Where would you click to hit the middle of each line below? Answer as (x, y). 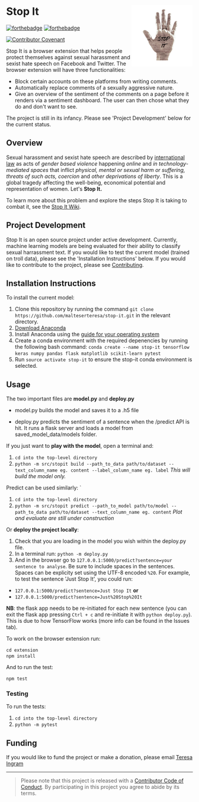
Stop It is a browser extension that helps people (64, 51)
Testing (17, 694)
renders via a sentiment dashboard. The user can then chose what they (102, 100)
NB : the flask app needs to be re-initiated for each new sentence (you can (97, 608)
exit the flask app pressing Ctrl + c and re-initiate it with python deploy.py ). (99, 615)
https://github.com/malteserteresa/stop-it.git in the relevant (92, 316)
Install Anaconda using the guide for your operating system (87, 335)
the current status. (29, 124)
